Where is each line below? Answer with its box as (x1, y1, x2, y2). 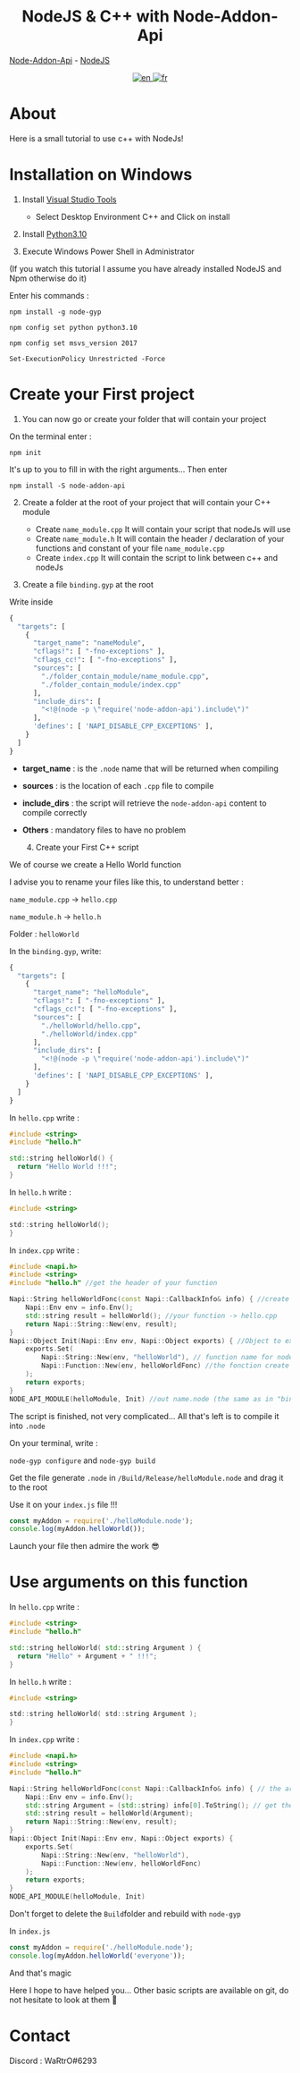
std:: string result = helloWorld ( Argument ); (25, 1809, 194, 1818)
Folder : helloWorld (9, 928, 80, 939)
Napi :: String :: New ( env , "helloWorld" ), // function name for (41, 1353, 274, 1362)
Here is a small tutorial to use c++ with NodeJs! (9, 132, 184, 144)
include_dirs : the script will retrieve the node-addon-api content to (21, 798, 267, 808)
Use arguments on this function (9, 1572, 248, 1593)
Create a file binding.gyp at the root (21, 579, 154, 589)
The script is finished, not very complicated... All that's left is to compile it (9, 1410, 279, 1421)
